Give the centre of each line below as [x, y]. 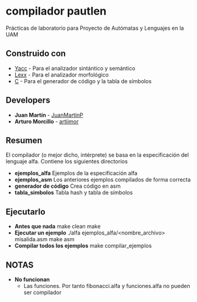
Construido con [36, 54]
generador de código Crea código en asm [67, 186]
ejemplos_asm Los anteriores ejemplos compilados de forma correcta [102, 180]
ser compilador [43, 292]
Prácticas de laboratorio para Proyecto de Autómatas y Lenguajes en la [95, 28]
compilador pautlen [56, 11]
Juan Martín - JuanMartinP [49, 115]
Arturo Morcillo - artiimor [47, 121]
